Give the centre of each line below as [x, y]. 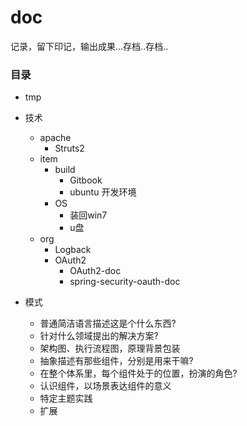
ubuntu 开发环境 [103, 192]
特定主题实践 [66, 398]
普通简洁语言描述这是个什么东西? [108, 323]
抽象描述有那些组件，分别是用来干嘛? [116, 361]
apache [55, 138]
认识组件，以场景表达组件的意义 [105, 386]
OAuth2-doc [95, 271]
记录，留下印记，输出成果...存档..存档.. [89, 46]
